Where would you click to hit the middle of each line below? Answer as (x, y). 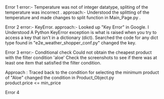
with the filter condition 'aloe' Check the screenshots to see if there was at (81, 58)
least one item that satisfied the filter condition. (53, 63)
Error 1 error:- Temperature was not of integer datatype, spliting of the (77, 7)
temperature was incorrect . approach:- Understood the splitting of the (77, 12)
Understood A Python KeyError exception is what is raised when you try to (81, 32)
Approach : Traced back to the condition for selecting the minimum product (82, 72)
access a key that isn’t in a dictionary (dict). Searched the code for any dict (82, 37)
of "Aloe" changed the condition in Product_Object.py (60, 78)
